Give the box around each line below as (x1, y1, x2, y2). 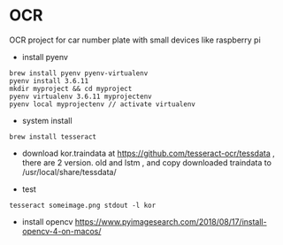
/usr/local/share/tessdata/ (21, 166, 117, 177)
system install (21, 115, 73, 126)
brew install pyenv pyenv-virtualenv (9, 68, 149, 78)
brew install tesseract (9, 132, 97, 142)
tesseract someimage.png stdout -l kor (9, 201, 157, 210)
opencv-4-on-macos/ (21, 226, 102, 236)
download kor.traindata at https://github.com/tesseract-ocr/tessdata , (21, 148, 276, 158)
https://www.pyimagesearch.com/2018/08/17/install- (74, 216, 267, 226)
